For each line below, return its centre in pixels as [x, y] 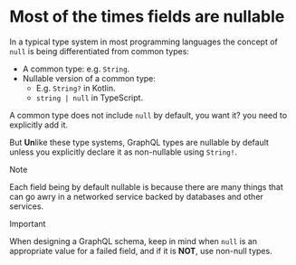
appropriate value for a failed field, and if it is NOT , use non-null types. [141, 251]
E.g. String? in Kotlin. [76, 88]
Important [28, 223]
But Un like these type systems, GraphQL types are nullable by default [139, 142]
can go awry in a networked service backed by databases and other [137, 196]
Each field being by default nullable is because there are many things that [146, 186]
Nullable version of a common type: [89, 78]
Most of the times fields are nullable [147, 17]
